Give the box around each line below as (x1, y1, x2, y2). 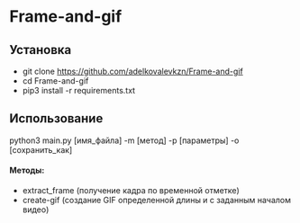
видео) (22, 204, 50, 215)
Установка (9, 42, 72, 58)
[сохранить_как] (9, 144, 73, 155)
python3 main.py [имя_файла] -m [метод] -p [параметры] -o (9, 135, 240, 146)
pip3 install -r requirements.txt (22, 85, 136, 95)
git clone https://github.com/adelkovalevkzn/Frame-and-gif (22, 66, 243, 76)
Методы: (9, 165, 45, 176)
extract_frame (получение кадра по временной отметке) (22, 185, 241, 196)
